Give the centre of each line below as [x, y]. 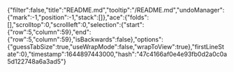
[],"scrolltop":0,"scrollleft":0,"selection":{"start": [76, 25]
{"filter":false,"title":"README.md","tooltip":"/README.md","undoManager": [116, 10]
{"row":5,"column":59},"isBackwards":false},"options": [86, 39]
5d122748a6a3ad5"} [37, 61]
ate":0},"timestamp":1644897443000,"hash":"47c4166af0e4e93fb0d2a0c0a [117, 54]
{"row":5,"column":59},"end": [49, 32]
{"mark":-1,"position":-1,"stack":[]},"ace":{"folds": [78, 17]
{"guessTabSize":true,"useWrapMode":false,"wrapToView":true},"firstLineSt [116, 47]
